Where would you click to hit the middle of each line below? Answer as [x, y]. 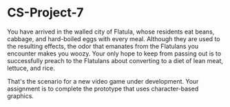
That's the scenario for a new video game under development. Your [103, 81]
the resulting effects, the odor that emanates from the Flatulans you [103, 46]
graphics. [21, 96]
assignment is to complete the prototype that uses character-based [103, 88]
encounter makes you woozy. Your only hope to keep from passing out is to [114, 53]
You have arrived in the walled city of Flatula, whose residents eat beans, [111, 32]
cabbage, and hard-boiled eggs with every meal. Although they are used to [114, 38]
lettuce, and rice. [31, 68]
